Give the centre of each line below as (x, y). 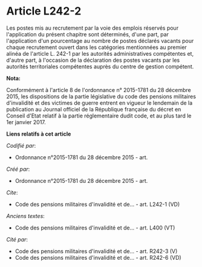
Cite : (12, 193)
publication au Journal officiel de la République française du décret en (94, 109)
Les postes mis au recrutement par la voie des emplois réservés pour (93, 28)
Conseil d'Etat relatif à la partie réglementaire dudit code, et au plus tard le (99, 116)
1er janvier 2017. (26, 122)
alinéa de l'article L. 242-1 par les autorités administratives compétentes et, (100, 53)
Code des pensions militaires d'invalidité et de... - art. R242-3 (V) (96, 251)
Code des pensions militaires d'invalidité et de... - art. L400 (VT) (95, 228)
